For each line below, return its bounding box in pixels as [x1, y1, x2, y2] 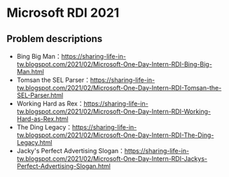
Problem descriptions [6, 33, 103, 45]
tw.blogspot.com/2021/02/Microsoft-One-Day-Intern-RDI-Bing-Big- [16, 60, 213, 68]
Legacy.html [16, 139, 53, 146]
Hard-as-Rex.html [16, 115, 69, 123]
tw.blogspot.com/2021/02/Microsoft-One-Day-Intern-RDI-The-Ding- [16, 131, 214, 139]
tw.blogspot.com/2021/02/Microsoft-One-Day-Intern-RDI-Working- [16, 107, 211, 115]
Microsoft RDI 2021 [6, 5, 120, 21]
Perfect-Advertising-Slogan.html [16, 162, 111, 170]
